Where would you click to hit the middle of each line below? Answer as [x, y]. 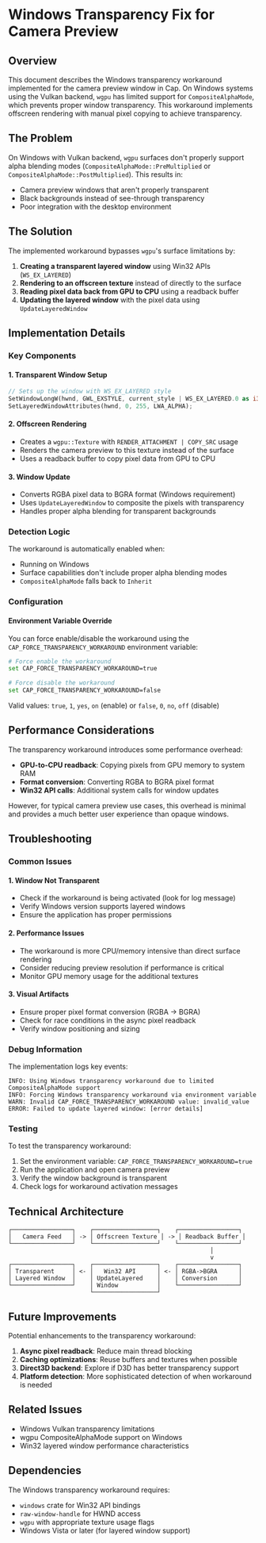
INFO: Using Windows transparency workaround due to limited [111, 1081]
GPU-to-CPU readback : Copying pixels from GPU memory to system [132, 765]
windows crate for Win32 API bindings [80, 1505]
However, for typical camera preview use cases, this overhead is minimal [127, 805]
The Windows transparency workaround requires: [89, 1490]
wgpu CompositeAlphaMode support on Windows [101, 1437]
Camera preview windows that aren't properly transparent [114, 190]
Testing [23, 1129]
